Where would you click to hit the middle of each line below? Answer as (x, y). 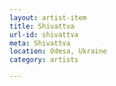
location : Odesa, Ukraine (58, 52)
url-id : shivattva (44, 34)
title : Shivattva (42, 26)
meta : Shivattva (40, 43)
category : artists (44, 60)
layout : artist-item (48, 18)
